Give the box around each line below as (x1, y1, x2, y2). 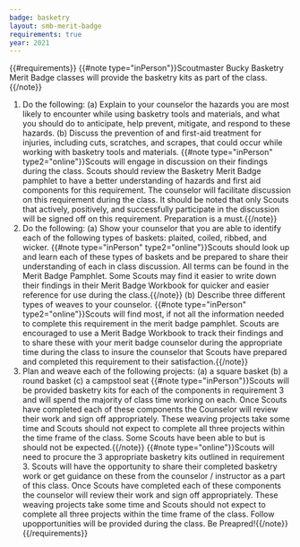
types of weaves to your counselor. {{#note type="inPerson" (21, 300, 247, 310)
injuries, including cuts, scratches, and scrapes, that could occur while (21, 137, 283, 148)
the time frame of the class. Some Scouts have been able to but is (21, 432, 266, 444)
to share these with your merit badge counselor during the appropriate (21, 337, 283, 348)
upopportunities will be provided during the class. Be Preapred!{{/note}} (21, 518, 288, 529)
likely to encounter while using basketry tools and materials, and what (21, 109, 280, 119)
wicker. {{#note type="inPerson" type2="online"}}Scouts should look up (21, 242, 290, 253)
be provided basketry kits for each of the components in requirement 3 (21, 385, 285, 395)
